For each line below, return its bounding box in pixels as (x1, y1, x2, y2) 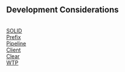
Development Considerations (6, 5, 119, 15)
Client (6, 46, 21, 53)
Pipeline (6, 40, 27, 47)
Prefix (6, 33, 21, 41)
